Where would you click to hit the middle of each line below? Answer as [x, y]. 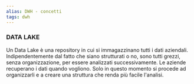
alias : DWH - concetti [34, 11]
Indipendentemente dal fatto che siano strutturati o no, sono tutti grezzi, [93, 56]
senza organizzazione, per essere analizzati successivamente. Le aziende [96, 62]
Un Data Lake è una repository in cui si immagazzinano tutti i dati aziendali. [97, 50]
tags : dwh [18, 17]
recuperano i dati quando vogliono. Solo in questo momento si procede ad [96, 68]
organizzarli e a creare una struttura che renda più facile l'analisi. [85, 75]
